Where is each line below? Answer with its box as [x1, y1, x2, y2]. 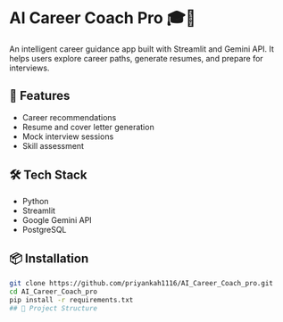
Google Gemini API [21, 214, 92, 225]
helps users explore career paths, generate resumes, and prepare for [9, 53, 263, 63]
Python [21, 195, 49, 206]
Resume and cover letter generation [21, 121, 154, 132]
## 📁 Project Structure [9, 304, 98, 313]
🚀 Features [9, 88, 71, 103]
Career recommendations [21, 111, 117, 122]
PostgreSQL [21, 224, 67, 235]
